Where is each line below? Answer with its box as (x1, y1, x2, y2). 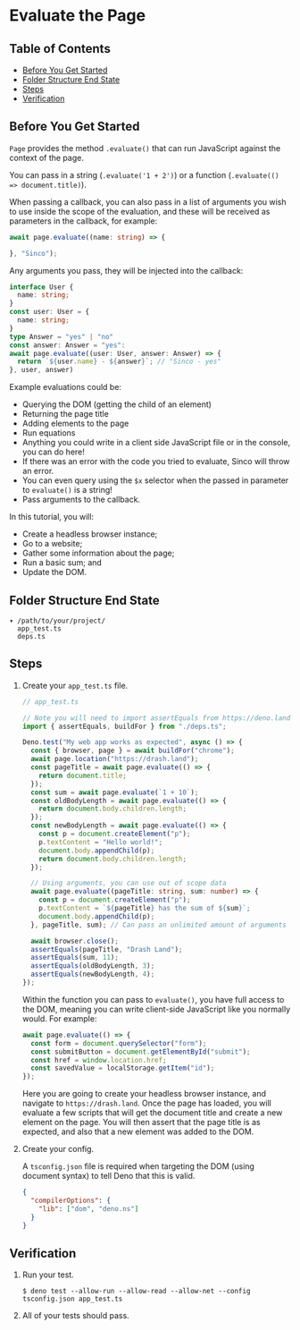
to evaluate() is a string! (21, 485, 113, 496)
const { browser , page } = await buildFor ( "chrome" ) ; (30, 746, 235, 756)
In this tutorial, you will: (9, 512, 95, 522)
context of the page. (9, 152, 85, 163)
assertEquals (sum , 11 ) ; (30, 953, 119, 962)
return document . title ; (38, 771, 127, 780)
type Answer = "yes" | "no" (9, 332, 114, 341)
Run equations (21, 428, 76, 438)
